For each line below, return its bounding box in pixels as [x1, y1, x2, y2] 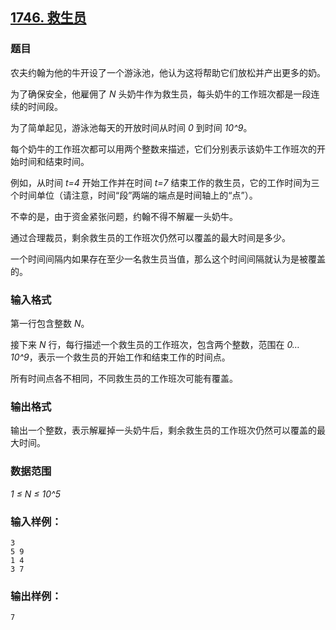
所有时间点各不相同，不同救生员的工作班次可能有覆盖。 [10, 372, 238, 384]
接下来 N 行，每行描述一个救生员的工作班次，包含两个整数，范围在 [10, 338, 285, 350]
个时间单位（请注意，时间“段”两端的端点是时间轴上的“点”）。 [10, 189, 258, 201]
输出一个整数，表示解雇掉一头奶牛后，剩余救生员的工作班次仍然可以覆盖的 [10, 424, 317, 437]
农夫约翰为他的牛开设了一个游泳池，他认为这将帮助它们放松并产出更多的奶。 [10, 66, 326, 78]
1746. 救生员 [10, 9, 87, 27]
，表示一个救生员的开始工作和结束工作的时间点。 [28, 351, 231, 363]
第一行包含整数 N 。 [10, 317, 90, 329]
